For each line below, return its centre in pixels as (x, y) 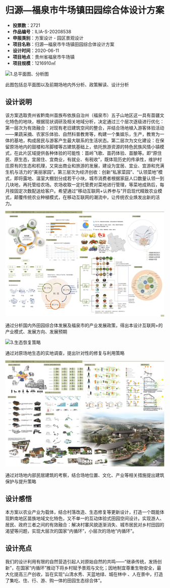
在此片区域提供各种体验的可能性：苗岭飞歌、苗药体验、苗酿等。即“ (83, 153)
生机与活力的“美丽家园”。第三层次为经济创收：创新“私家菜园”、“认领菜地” (82, 172)
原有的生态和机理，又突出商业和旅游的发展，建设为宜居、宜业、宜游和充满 (87, 166)
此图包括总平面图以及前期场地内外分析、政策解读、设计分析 (67, 84)
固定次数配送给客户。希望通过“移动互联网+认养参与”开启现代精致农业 (86, 191)
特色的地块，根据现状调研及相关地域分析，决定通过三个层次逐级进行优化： (87, 121)
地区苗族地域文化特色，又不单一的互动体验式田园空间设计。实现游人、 (91, 518)
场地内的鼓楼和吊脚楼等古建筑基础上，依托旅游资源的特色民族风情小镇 (87, 146)
